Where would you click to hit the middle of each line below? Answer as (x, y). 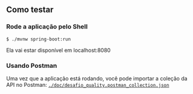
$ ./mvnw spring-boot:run (38, 39)
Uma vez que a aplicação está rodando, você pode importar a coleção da (97, 78)
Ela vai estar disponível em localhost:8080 (58, 50)
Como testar (30, 10)
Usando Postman (32, 65)
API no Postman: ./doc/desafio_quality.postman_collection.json (88, 84)
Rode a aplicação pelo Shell (47, 27)
